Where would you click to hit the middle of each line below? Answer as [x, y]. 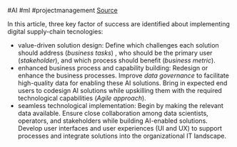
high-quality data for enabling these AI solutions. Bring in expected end [122, 83]
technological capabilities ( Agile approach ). [82, 98]
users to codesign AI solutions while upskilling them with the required [120, 91]
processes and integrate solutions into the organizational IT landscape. [122, 136]
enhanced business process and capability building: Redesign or [113, 68]
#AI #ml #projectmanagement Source [62, 10]
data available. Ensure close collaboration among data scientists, [113, 113]
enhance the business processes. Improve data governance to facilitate [123, 75]
